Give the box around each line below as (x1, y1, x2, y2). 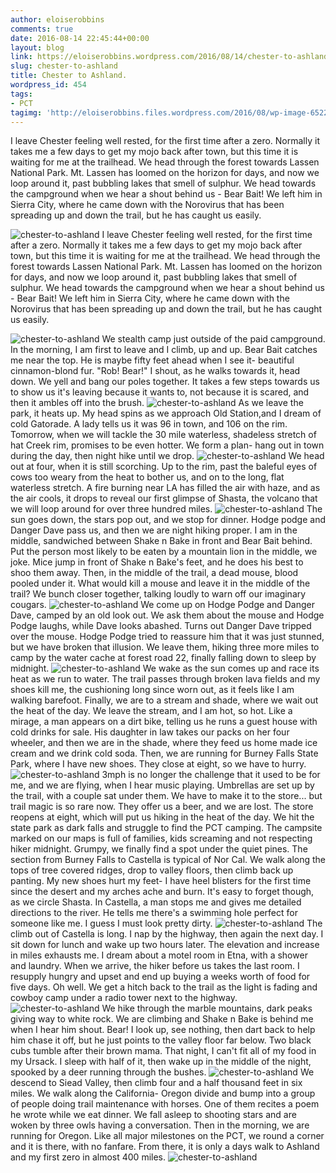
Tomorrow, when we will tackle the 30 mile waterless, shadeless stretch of (10, 429, 317, 441)
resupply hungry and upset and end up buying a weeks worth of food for (10, 971, 311, 983)
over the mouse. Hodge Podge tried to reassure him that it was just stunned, (10, 631, 325, 643)
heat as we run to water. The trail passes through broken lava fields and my (10, 673, 321, 685)
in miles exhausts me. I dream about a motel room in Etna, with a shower (10, 949, 308, 961)
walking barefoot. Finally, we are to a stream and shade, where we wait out (10, 694, 319, 706)
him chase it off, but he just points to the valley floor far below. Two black (10, 1034, 312, 1046)
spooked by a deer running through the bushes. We (10, 1066, 315, 1078)
